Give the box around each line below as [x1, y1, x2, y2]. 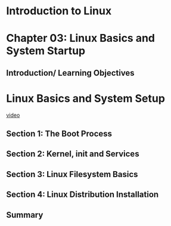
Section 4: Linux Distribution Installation [6, 190, 159, 200]
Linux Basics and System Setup [6, 91, 166, 105]
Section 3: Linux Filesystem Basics [6, 169, 138, 179]
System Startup [6, 44, 85, 58]
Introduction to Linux [6, 4, 112, 18]
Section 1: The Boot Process [6, 129, 112, 139]
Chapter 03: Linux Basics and [6, 32, 156, 45]
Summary [6, 210, 43, 220]
